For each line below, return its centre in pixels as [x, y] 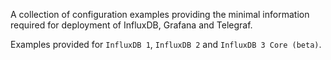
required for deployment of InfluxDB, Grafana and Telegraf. [131, 25]
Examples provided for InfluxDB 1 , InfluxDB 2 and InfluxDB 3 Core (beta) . [166, 44]
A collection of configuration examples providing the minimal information [160, 14]
